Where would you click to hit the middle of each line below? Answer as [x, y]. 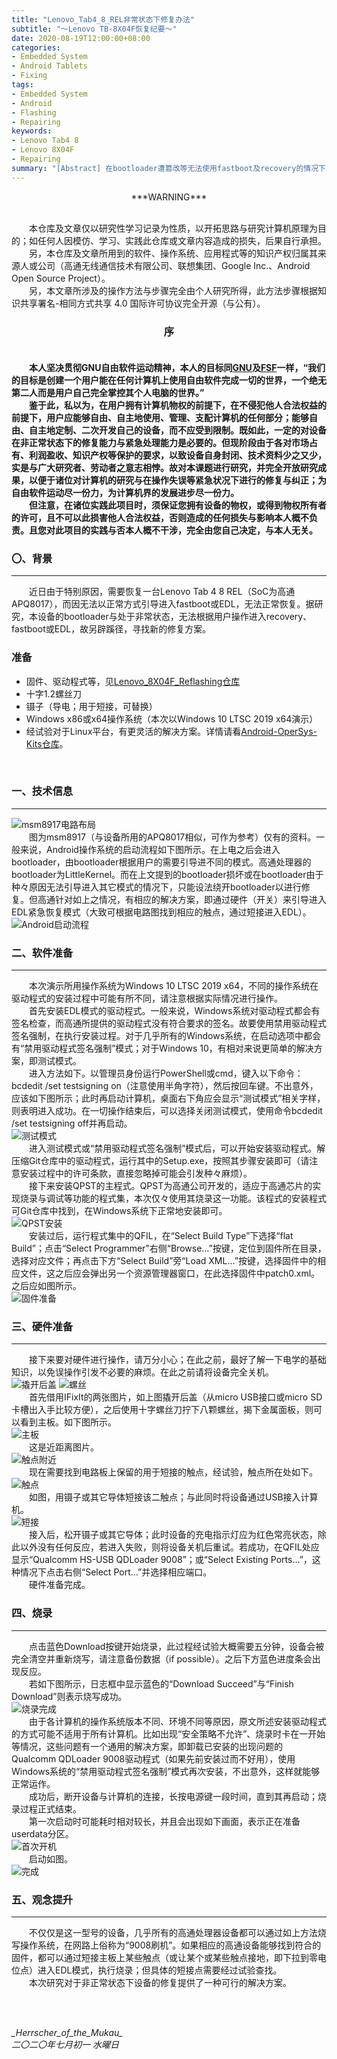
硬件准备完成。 [60, 1585]
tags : [22, 85]
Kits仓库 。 [47, 743]
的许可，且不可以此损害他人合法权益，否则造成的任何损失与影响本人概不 [160, 517]
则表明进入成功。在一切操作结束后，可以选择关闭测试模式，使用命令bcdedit [167, 1111]
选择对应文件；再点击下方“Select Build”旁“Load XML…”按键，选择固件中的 [164, 1261]
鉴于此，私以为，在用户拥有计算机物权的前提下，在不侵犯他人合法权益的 [178, 405]
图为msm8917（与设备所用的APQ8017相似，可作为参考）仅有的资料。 [173, 837]
